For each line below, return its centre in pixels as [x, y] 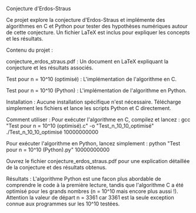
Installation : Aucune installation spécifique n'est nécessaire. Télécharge [94, 102]
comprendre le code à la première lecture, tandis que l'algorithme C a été [95, 185]
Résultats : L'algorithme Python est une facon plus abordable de [84, 179]
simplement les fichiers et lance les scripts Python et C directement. [89, 108]
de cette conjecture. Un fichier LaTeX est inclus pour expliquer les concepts [98, 32]
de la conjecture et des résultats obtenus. [57, 167]
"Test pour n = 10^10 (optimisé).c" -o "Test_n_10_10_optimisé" [80, 126]
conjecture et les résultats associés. [50, 68]
